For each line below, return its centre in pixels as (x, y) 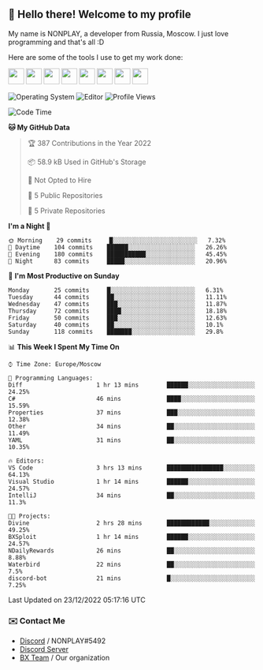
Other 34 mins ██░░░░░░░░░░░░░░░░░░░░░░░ (132, 426)
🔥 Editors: (26, 461)
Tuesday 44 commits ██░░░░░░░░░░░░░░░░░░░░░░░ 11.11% (117, 297)
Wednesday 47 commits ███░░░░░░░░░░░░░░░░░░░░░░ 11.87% (117, 304)
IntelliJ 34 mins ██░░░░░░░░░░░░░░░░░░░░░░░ (132, 495)
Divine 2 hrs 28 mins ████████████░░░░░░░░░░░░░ (132, 523)
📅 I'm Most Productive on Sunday (64, 275)
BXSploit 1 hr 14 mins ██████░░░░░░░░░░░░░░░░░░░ (132, 537)
